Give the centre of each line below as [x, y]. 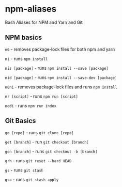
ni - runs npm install [26, 59]
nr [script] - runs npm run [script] [42, 96]
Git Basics [21, 121]
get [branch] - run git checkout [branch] [47, 142]
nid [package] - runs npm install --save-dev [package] [61, 77]
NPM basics [23, 38]
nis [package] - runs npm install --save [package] [57, 68]
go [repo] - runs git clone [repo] [39, 132]
